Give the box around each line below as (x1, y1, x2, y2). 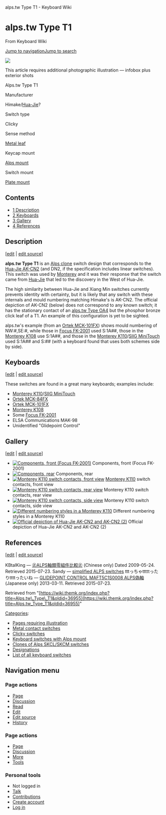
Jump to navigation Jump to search (5, 48, 77, 54)
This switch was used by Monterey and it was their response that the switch (5, 271, 161, 277)
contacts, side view (12, 503, 52, 509)
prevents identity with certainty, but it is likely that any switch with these (5, 291, 153, 297)
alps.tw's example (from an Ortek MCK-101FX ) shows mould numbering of (5, 322, 158, 328)
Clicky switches (12, 631, 45, 636)
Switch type (5, 111, 30, 117)
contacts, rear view (12, 492, 52, 498)
